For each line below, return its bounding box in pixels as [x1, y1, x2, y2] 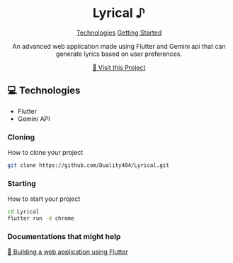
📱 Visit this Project [92, 63, 146, 71]
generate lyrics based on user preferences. [55, 49, 183, 58]
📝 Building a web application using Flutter [7, 247, 129, 256]
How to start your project [7, 194, 81, 203]
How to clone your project [7, 148, 84, 157]
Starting [7, 178, 37, 188]
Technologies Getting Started [76, 28, 162, 37]
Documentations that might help [7, 231, 121, 241]
